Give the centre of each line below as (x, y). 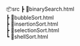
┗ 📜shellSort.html (27, 36)
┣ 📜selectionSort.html (33, 30)
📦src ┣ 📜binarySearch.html (40, 9)
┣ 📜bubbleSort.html (30, 18)
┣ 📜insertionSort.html (32, 24)
